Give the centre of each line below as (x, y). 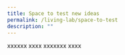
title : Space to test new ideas (53, 13)
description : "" (30, 26)
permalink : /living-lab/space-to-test (62, 20)
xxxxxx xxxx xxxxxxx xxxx (44, 46)
